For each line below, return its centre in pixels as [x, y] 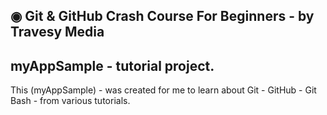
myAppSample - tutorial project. [112, 65]
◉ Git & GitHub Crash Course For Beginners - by [162, 16]
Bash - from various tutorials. [70, 101]
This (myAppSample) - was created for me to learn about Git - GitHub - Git [163, 90]
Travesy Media [57, 32]
